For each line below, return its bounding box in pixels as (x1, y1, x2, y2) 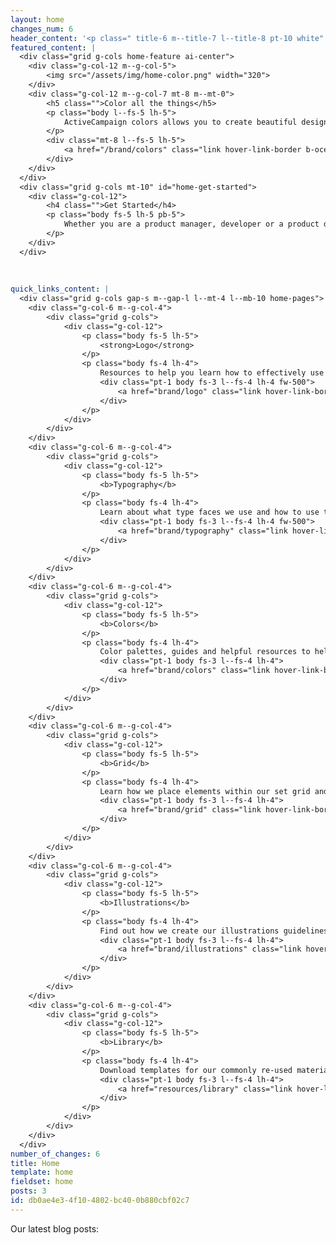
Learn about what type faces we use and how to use (99, 507, 320, 518)
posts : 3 (10, 1186, 47, 1196)
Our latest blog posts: (10, 1222, 100, 1235)
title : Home (10, 1158, 60, 1168)
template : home (10, 1167, 74, 1178)
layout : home (10, 14, 65, 25)
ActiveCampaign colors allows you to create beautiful (63, 117, 298, 127)
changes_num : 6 (10, 24, 74, 34)
